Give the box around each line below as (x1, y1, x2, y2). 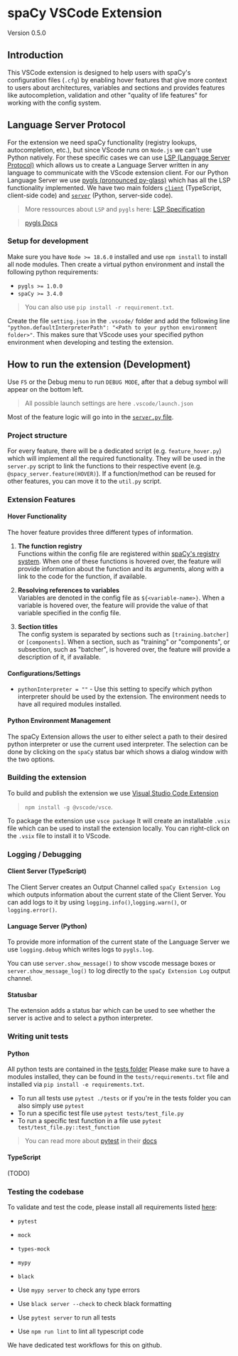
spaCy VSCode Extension (7, 5, 162, 21)
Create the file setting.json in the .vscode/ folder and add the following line (7, 316, 230, 325)
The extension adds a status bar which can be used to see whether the (7, 1006, 215, 1015)
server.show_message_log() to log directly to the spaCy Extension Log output (7, 966, 231, 975)
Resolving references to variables (17, 586, 119, 595)
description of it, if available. (17, 653, 101, 662)
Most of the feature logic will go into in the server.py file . (7, 412, 174, 421)
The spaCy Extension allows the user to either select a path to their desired (7, 732, 227, 741)
